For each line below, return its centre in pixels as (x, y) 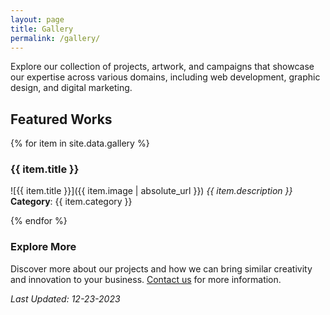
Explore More (43, 247)
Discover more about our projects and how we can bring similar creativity (161, 268)
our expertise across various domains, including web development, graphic (165, 77)
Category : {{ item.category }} (71, 202)
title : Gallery (42, 29)
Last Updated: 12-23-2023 (65, 298)
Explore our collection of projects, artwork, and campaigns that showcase (162, 67)
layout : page (37, 19)
